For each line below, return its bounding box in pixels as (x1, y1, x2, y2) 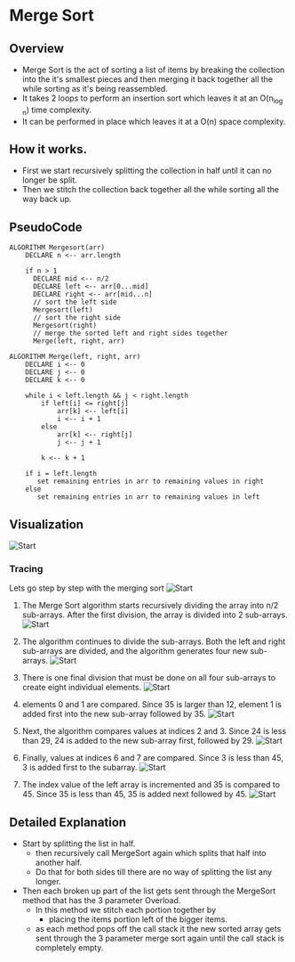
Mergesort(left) (32, 306, 93, 314)
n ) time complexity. (21, 104, 92, 117)
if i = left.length (25, 469, 98, 478)
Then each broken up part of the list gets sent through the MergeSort (21, 885, 276, 896)
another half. (35, 857, 83, 868)
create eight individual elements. (21, 682, 142, 693)
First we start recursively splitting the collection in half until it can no (21, 166, 273, 176)
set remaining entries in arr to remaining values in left (36, 493, 260, 501)
